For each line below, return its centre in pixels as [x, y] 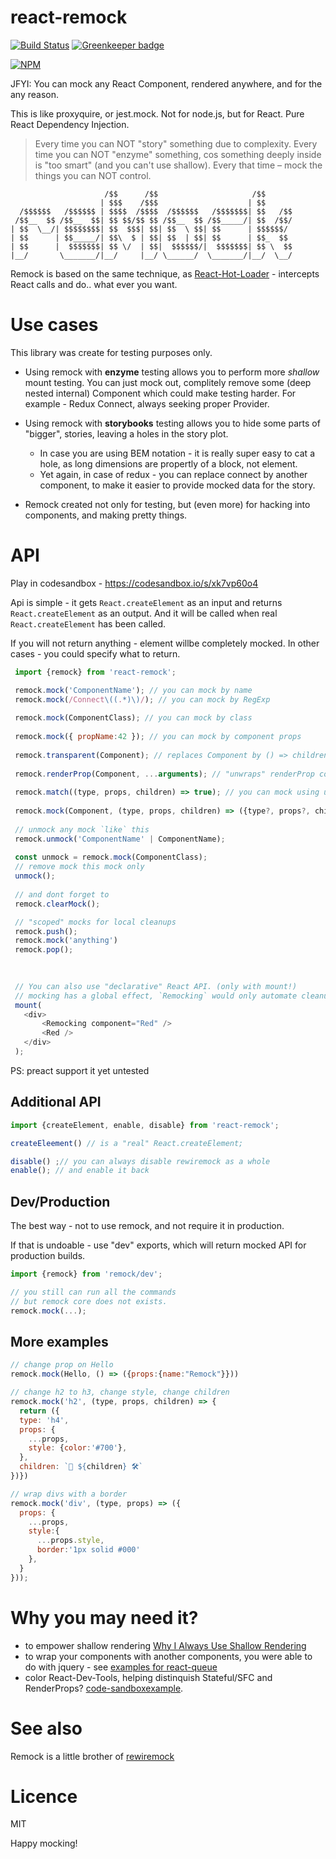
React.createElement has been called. [88, 623]
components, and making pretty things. [106, 515]
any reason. [35, 94]
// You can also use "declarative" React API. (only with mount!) [156, 986]
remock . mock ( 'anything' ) [66, 941]
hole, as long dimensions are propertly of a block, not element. [168, 463]
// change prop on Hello [62, 1365]
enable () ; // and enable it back [80, 1171]
